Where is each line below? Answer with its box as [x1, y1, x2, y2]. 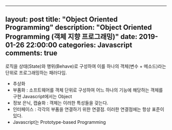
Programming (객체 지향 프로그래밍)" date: [5, 32, 138, 41]
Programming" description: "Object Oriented [5, 23, 152, 32]
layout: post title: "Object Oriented [5, 15, 118, 24]
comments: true [5, 49, 58, 58]
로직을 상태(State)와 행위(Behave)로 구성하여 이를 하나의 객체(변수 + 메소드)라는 [5, 63, 166, 69]
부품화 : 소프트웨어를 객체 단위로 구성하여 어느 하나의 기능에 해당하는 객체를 [12, 87, 163, 93]
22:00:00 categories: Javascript [26, 41, 133, 49]
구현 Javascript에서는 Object [12, 93, 73, 99]
